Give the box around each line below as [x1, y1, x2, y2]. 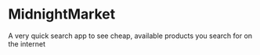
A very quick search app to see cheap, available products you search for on [8, 31, 253, 40]
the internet [8, 39, 45, 48]
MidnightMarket [8, 5, 116, 23]
